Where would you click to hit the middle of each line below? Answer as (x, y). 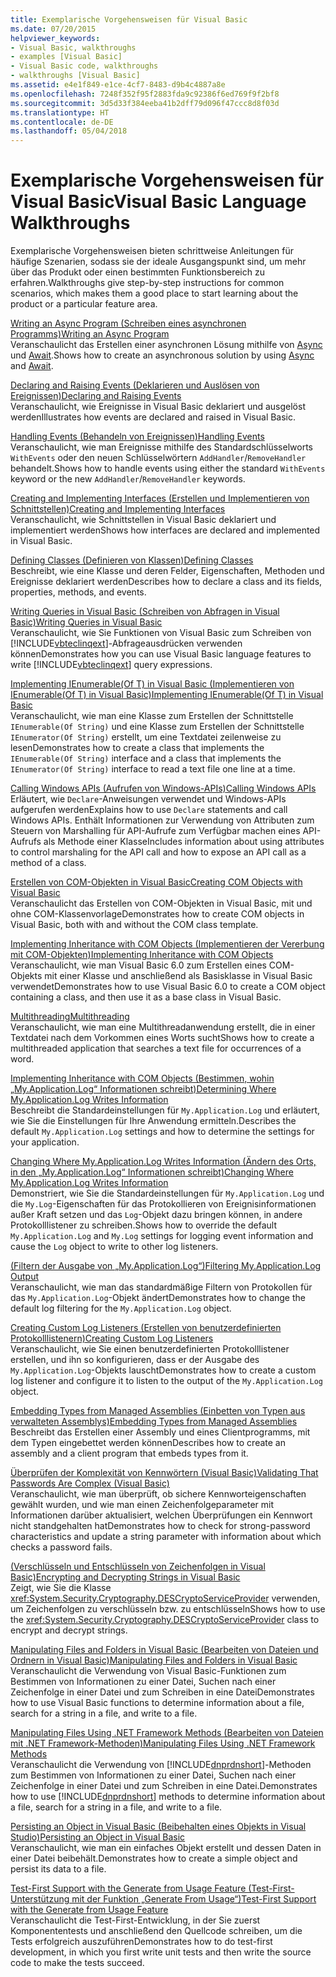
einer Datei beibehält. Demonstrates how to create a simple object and (154, 1858)
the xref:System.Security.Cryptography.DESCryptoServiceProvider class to (165, 1620)
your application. (45, 1142)
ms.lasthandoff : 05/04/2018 (69, 131)
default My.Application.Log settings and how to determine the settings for (162, 1132)
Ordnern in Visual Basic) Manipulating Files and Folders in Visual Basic (154, 1660)
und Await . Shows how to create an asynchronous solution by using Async (162, 355)
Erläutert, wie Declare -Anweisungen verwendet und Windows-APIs (148, 799)
